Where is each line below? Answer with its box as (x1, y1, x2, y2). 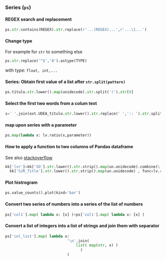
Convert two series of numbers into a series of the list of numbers (5, 201, 143, 207)
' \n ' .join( (67, 238, 90, 243)
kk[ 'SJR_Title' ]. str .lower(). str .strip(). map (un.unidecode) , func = (9, 169, 154, 174)
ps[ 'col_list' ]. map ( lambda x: (5, 234, 70, 239)
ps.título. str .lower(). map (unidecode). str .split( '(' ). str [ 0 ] (5, 89, 134, 95)
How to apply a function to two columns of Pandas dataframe (5, 143, 133, 149)
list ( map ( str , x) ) (76, 243, 119, 248)
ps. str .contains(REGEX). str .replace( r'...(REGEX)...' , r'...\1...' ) (5, 27, 147, 32)
